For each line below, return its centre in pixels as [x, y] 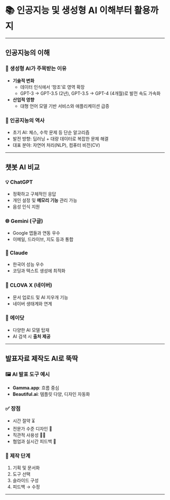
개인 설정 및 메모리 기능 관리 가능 [45, 200]
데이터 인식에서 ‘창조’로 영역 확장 [52, 87]
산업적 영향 [23, 99]
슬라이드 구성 [26, 481]
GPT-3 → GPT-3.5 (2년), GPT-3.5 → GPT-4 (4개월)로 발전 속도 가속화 [90, 93]
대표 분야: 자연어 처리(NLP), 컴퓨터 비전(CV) [56, 145]
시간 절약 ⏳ [24, 421]
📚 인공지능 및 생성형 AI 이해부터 [69, 10]
